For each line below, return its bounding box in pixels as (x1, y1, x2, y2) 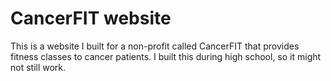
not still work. (10, 61, 67, 73)
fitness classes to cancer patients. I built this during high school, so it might (10, 50, 322, 62)
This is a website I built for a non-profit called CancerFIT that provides (10, 40, 300, 52)
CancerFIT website (10, 7, 172, 30)
